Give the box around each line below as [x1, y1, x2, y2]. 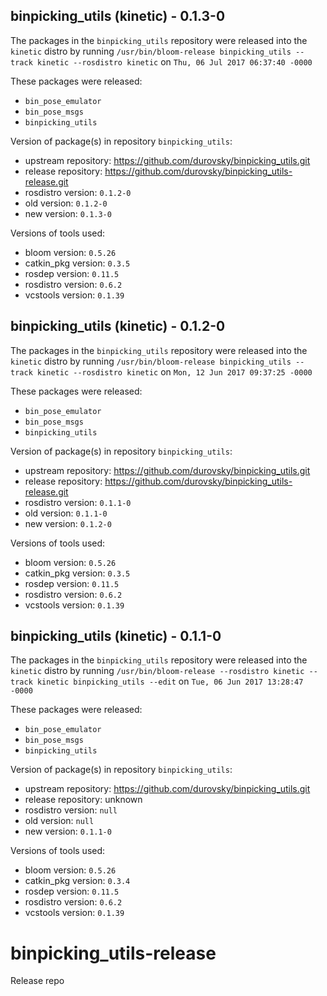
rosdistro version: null [24, 804, 118, 816]
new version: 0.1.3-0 [24, 207, 112, 219]
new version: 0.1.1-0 [24, 825, 112, 838]
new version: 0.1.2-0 [24, 517, 112, 529]
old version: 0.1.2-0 [24, 197, 108, 209]
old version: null [24, 815, 95, 827]
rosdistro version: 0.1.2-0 [24, 186, 132, 198]
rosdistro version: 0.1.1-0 [24, 496, 132, 508]
